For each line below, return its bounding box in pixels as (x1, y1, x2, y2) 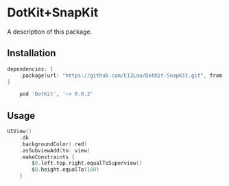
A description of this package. (7, 27, 93, 36)
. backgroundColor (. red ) (19, 141, 88, 148)
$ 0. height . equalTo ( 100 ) (32, 166, 99, 173)
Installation (7, 47, 56, 59)
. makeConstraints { (19, 153, 75, 161)
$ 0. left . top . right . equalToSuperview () (32, 160, 143, 167)
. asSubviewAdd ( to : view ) (19, 147, 91, 154)
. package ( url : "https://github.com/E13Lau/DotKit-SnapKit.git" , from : (19, 72, 226, 79)
